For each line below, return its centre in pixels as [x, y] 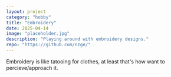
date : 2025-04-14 [27, 28]
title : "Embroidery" [32, 23]
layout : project [26, 12]
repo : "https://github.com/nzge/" [49, 45]
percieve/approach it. [32, 68]
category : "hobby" [29, 17]
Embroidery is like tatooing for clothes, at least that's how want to [85, 61]
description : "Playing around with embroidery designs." [78, 39]
